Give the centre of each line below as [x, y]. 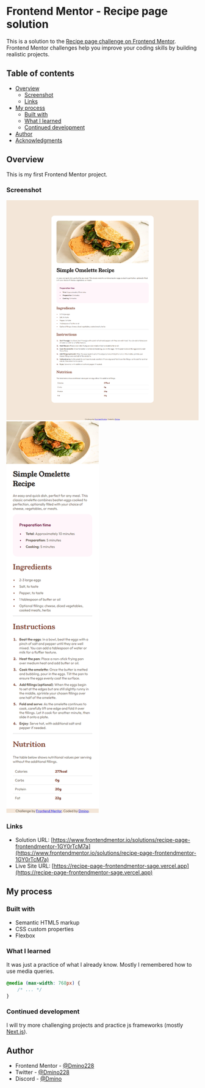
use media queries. [31, 971]
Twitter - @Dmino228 [42, 1072]
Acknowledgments [39, 140]
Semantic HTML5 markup [47, 922]
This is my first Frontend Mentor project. [57, 174]
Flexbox [25, 936]
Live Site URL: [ [34, 866]
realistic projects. [28, 54]
